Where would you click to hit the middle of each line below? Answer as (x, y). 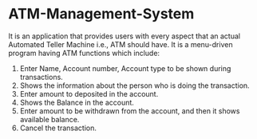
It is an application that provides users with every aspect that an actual (125, 36)
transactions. (42, 77)
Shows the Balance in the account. (77, 102)
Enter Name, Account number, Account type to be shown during (125, 68)
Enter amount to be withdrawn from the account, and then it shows (130, 111)
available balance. (49, 119)
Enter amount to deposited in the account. (89, 93)
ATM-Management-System (101, 14)
